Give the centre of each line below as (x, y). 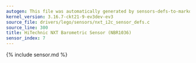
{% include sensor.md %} (37, 55)
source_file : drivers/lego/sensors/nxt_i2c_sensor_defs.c (78, 22)
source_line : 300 (27, 27)
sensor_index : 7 (26, 38)
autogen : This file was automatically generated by (70, 11)
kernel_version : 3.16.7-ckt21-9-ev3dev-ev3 (60, 17)
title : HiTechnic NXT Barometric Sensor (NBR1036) (69, 33)
